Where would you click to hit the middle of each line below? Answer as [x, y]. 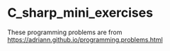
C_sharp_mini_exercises [80, 13]
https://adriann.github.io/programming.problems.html [85, 39]
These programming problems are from [65, 32]
